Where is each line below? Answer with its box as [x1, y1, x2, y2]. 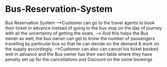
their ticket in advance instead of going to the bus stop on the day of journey [5, 25, 162, 31]
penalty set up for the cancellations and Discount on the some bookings [5, 56, 153, 62]
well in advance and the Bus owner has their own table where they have [5, 51, 153, 57]
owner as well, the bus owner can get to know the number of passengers [5, 35, 155, 41]
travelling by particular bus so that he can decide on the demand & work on [5, 40, 160, 46]
